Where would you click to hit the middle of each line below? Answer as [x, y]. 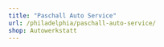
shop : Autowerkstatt [43, 30]
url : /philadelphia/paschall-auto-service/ [82, 23]
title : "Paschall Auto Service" [62, 16]
